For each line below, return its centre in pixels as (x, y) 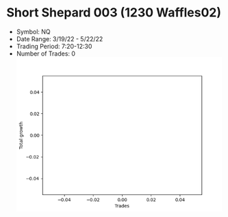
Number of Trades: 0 (46, 54)
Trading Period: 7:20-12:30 (54, 46)
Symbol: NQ (33, 32)
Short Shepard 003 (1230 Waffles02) (114, 13)
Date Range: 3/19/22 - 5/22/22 (60, 38)
